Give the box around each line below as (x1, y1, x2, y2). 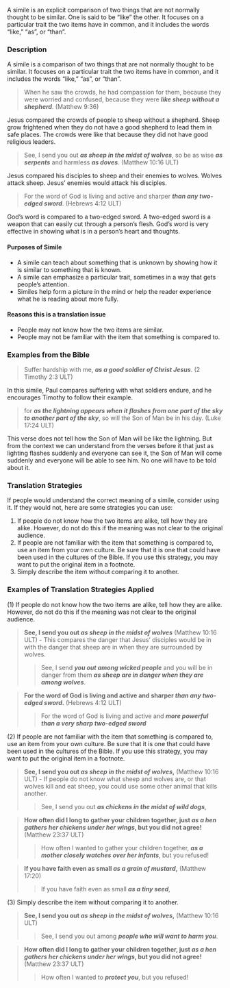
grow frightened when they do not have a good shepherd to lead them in (7, 123, 212, 132)
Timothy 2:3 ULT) (23, 373, 73, 381)
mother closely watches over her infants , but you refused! (40, 851, 209, 859)
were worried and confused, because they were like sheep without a (23, 95, 220, 103)
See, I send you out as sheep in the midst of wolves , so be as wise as (23, 151, 223, 160)
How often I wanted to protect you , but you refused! (40, 973, 189, 981)
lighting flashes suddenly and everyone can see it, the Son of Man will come (7, 449, 222, 457)
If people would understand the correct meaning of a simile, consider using (7, 496, 220, 504)
